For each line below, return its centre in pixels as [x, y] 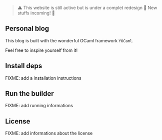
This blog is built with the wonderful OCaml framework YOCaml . [69, 40]
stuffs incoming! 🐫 [36, 13]
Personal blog [27, 29]
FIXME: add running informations [39, 106]
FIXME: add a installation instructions [43, 78]
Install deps [24, 66]
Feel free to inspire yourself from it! [41, 50]
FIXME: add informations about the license [49, 133]
